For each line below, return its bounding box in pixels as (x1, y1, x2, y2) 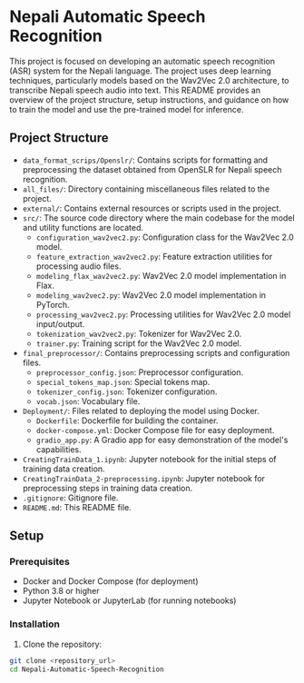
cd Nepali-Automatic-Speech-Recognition (9, 665, 165, 674)
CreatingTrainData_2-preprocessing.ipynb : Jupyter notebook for (22, 472, 266, 483)
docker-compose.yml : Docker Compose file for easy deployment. (35, 424, 275, 435)
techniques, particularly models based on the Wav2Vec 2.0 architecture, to (9, 74, 289, 85)
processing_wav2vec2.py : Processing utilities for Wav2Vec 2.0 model (35, 309, 291, 320)
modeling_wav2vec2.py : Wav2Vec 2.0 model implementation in (35, 289, 266, 301)
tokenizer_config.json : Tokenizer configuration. (35, 386, 218, 397)
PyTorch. (35, 299, 70, 310)
